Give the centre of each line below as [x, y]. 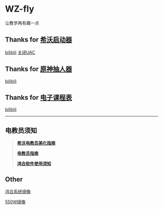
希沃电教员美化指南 [36, 143]
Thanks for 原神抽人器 [39, 69]
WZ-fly [20, 9]
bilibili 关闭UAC [20, 52]
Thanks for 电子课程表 [39, 97]
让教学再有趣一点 [22, 23]
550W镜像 [15, 202]
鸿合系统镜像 [18, 192]
